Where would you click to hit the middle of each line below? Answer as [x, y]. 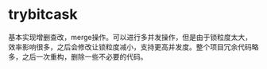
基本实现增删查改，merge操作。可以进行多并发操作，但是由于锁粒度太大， [130, 37]
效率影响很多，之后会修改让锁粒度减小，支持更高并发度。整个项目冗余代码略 [133, 47]
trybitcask [43, 15]
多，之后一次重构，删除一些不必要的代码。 [78, 56]
